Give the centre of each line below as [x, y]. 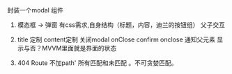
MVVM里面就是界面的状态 [79, 48]
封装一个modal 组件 [36, 10]
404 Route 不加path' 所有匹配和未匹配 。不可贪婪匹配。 [97, 63]
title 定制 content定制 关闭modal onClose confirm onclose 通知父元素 [116, 39]
